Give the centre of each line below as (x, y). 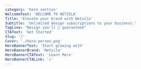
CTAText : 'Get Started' (29, 32)
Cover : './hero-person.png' (34, 41)
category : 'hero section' (31, 9)
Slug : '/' (15, 37)
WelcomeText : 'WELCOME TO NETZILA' (41, 14)
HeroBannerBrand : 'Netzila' (34, 50)
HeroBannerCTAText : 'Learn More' (39, 55)
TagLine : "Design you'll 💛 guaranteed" (46, 28)
